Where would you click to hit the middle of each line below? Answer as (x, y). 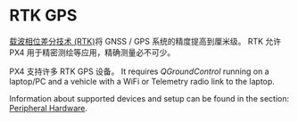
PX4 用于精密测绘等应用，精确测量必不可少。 (92, 52)
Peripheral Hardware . (48, 108)
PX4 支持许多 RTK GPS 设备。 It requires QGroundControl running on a (139, 71)
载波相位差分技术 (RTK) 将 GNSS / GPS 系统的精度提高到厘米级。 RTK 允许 (145, 41)
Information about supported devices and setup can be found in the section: (149, 98)
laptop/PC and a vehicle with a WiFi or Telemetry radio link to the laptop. (142, 81)
